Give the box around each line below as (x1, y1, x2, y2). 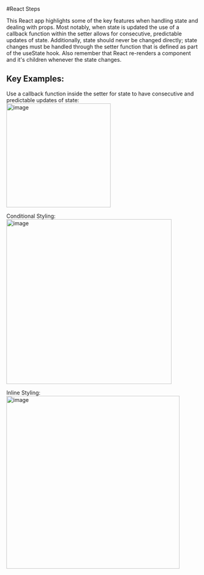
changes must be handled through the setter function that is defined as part (6, 43, 198, 50)
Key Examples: (6, 73, 64, 84)
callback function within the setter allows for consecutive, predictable (6, 30, 182, 37)
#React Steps (6, 6, 40, 12)
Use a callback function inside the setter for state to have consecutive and (6, 90, 194, 97)
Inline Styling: (6, 388, 41, 396)
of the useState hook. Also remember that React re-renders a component (6, 50, 191, 57)
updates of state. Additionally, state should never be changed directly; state (6, 37, 197, 43)
